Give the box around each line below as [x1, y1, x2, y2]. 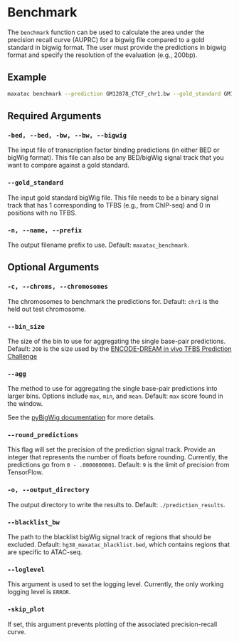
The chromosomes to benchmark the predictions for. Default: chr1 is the [7, 297, 219, 305]
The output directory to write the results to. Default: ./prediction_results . [7, 500, 225, 509]
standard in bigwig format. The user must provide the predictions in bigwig [7, 43, 226, 51]
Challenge [7, 352, 38, 360]
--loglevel [7, 566, 45, 574]
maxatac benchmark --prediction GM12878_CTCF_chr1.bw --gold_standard [7, 90, 221, 97]
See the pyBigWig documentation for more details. [7, 413, 155, 422]
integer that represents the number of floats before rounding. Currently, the [7, 453, 228, 462]
